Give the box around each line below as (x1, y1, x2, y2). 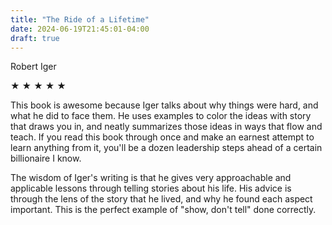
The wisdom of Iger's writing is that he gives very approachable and (10, 172, 292, 184)
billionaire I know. (10, 152, 82, 165)
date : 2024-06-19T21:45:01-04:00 (10, 24, 150, 34)
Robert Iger (10, 61, 57, 73)
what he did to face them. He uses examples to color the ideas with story (10, 110, 312, 122)
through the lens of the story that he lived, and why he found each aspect (10, 193, 313, 205)
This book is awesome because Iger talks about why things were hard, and (10, 99, 319, 111)
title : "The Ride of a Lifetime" (10, 14, 150, 25)
